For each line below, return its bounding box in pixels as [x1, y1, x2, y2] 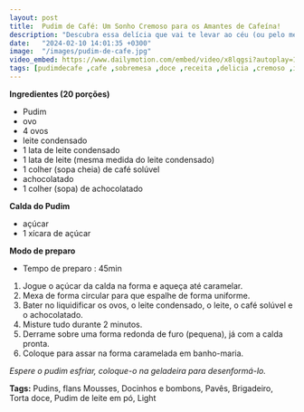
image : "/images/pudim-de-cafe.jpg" [9, 47, 152, 56]
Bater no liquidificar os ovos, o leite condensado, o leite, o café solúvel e [22, 300, 293, 311]
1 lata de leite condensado [22, 144, 120, 155]
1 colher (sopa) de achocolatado [22, 183, 143, 194]
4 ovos [22, 125, 49, 136]
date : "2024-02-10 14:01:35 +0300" [9, 38, 152, 48]
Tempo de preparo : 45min [22, 263, 122, 273]
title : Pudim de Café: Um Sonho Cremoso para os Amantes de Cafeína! [9, 22, 281, 31]
